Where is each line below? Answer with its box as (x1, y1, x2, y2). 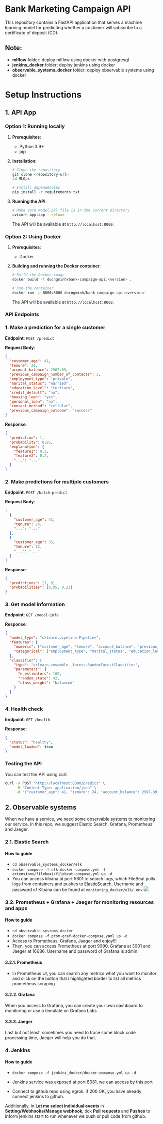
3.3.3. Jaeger (5, 1019, 33, 1025)
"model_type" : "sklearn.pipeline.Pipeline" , (9, 635, 101, 640)
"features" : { (9, 640, 38, 645)
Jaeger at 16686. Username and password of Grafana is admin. (12, 948, 139, 954)
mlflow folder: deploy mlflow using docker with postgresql (12, 57, 130, 63)
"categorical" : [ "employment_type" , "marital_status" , (14, 649, 127, 654)
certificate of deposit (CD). (5, 30, 59, 35)
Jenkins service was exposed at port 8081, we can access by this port (12, 1079, 153, 1085)
